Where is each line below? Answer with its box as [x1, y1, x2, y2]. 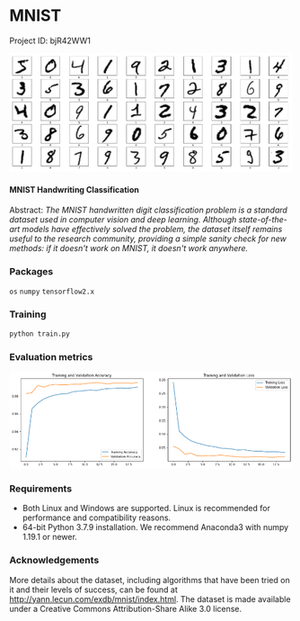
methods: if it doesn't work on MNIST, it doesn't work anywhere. [9, 242, 249, 253]
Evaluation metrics [9, 351, 93, 364]
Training [9, 308, 47, 320]
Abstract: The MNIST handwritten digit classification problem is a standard [9, 204, 287, 215]
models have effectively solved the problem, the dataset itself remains [22, 223, 283, 234]
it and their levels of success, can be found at [9, 584, 178, 595]
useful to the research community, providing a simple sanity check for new [9, 233, 287, 244]
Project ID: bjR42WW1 [9, 35, 92, 46]
